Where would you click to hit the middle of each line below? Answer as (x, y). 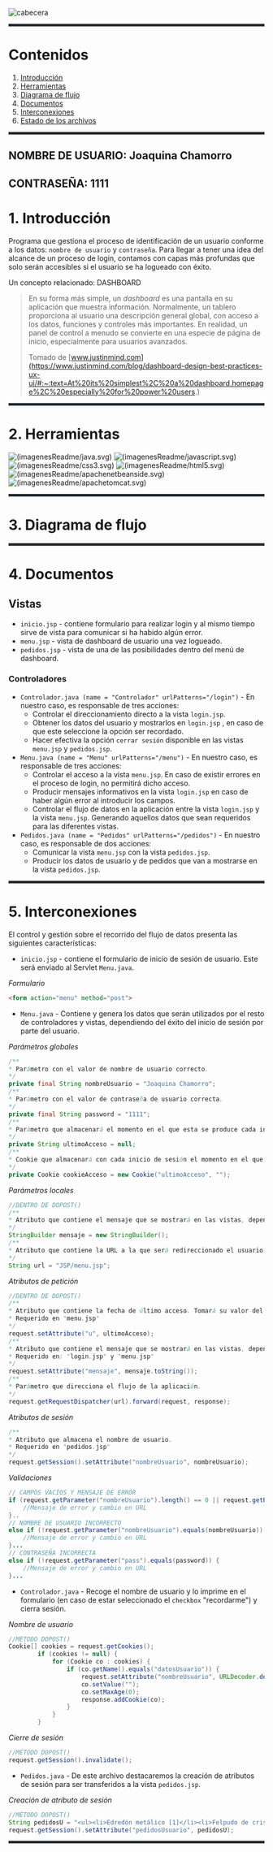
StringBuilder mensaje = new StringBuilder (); (89, 1235)
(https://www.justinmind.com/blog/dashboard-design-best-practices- (145, 366)
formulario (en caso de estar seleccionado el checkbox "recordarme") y (139, 1599)
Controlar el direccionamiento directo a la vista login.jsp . (129, 714)
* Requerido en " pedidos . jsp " (60, 1447)
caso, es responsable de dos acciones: (86, 843)
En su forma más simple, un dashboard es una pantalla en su (130, 298)
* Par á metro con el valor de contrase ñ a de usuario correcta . (116, 1099)
